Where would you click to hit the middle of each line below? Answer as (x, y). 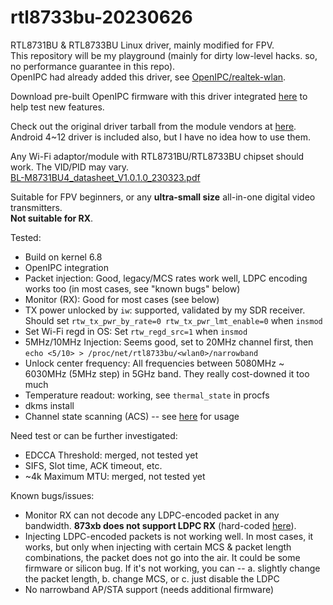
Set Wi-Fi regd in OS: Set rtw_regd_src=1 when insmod (136, 331)
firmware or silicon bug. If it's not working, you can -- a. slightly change (172, 568)
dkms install (49, 405)
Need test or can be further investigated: (94, 435)
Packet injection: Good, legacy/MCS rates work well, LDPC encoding (166, 278)
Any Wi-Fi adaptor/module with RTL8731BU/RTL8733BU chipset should (157, 156)
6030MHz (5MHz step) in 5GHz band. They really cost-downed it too (167, 373)
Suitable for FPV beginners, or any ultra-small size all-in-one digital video (163, 197)
